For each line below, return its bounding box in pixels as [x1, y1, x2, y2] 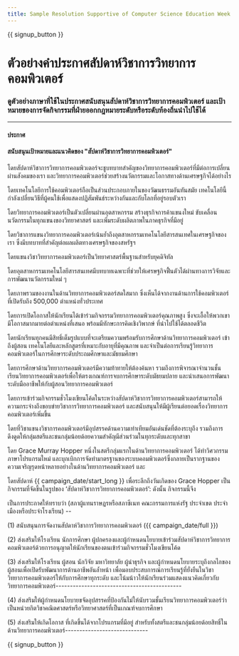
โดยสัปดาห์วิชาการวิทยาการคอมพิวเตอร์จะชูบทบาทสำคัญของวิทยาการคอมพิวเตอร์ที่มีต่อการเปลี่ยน [7, 163, 230, 171]
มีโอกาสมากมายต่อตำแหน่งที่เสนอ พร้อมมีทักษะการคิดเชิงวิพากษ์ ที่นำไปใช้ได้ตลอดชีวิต [7, 319, 206, 327]
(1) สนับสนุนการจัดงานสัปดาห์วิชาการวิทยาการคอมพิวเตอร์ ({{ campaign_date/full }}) [7, 521, 218, 529]
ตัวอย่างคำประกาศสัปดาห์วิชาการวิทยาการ [7, 55, 196, 71]
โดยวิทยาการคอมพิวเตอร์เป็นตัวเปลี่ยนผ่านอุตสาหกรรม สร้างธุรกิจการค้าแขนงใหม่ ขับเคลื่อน [7, 208, 218, 216]
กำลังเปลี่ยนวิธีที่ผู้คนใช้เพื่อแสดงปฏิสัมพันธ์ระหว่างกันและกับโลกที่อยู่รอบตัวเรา [7, 194, 186, 202]
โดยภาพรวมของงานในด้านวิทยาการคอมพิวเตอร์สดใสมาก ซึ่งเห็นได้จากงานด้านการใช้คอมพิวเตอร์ [7, 289, 229, 297]
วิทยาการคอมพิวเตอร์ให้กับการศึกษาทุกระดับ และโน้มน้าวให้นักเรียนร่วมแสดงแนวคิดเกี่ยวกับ [7, 573, 219, 582]
